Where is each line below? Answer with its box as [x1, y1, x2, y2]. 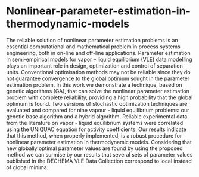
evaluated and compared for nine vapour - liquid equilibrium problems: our [6, 106, 189, 114]
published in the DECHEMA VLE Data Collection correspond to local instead [6, 157, 192, 164]
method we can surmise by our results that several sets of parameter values [6, 151, 193, 158]
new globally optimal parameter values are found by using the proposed [6, 145, 183, 152]
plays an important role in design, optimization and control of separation [6, 62, 183, 69]
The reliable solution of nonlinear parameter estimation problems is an [6, 36, 178, 44]
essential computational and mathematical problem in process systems [6, 43, 181, 50]
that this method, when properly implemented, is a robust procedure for [6, 132, 182, 139]
